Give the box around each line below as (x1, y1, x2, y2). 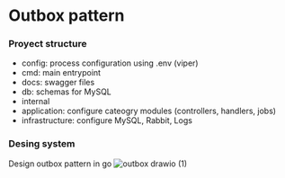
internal (21, 96, 50, 107)
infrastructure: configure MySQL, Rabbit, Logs (21, 115, 192, 126)
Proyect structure (8, 38, 87, 50)
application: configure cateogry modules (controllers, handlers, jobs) (21, 105, 276, 117)
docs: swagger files (21, 77, 95, 88)
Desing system (8, 138, 76, 150)
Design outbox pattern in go (8, 158, 112, 169)
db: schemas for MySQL (21, 86, 111, 97)
